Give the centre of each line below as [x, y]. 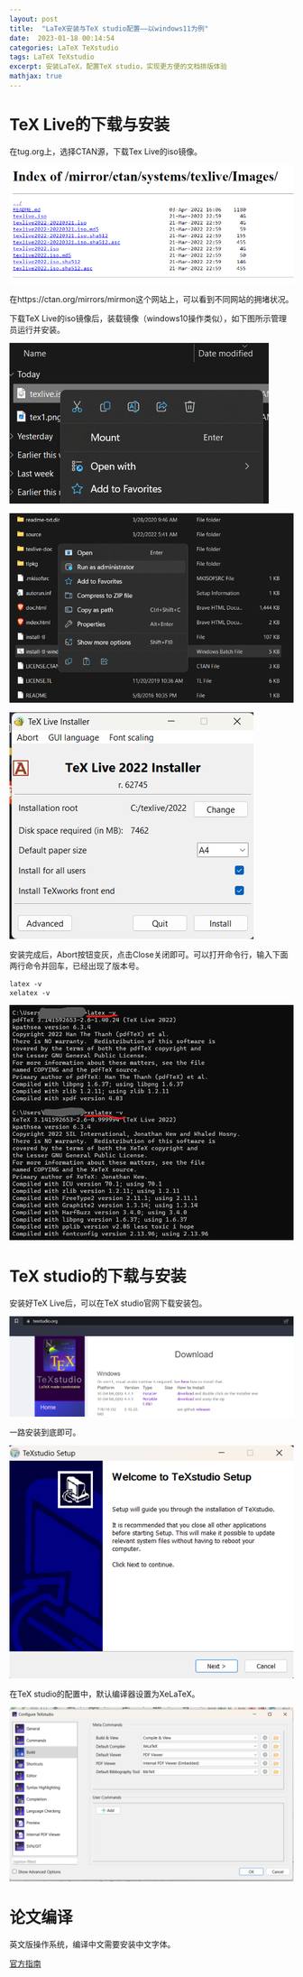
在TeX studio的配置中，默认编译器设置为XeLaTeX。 [105, 1694]
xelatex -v [30, 993]
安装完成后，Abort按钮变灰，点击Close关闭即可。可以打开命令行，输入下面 [149, 954]
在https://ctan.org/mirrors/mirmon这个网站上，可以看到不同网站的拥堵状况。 [151, 300]
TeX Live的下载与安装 [90, 125]
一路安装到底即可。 [45, 1432]
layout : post [34, 19]
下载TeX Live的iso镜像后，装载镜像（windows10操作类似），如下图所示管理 [148, 319]
